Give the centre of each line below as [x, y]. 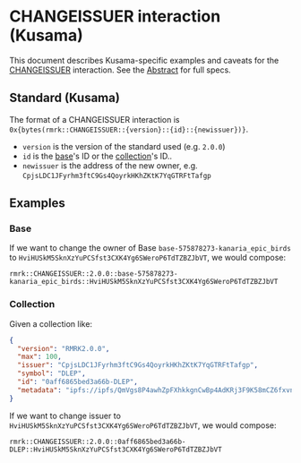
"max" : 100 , [40, 357]
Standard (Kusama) [65, 98]
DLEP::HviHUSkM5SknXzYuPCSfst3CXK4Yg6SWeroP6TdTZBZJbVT [116, 450]
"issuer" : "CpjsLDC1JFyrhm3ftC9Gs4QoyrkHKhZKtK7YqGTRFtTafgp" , [138, 365]
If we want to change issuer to [65, 416]
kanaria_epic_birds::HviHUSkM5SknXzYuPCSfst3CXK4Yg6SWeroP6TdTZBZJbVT [144, 282]
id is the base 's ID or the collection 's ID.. [97, 156]
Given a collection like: [51, 323]
